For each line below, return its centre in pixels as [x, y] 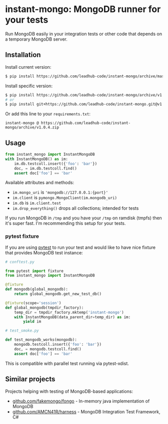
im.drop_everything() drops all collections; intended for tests [75, 208]
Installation [23, 55]
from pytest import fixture [34, 271]
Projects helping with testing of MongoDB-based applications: [69, 391]
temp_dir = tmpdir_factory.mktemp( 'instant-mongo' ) [69, 312]
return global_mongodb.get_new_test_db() [58, 294]
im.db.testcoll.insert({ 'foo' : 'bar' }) [56, 164]
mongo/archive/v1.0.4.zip [32, 127]
